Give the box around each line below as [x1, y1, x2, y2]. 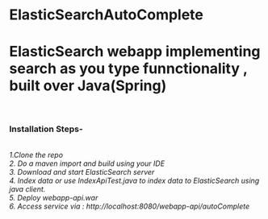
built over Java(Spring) [9, 76, 167, 95]
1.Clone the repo [9, 151, 64, 160]
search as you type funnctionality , [9, 60, 248, 78]
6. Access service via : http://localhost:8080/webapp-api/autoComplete [9, 201, 249, 211]
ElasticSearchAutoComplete [9, 6, 204, 24]
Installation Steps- [9, 123, 83, 134]
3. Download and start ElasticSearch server [9, 167, 155, 177]
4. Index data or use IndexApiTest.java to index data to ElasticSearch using [9, 176, 260, 186]
